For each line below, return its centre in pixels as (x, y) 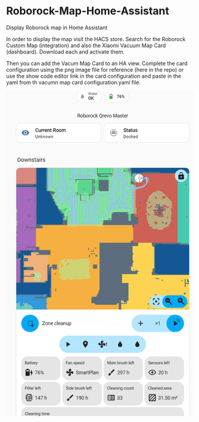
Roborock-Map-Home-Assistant (88, 11)
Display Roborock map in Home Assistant (57, 27)
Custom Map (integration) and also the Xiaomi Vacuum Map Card (86, 45)
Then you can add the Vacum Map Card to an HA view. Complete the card (97, 63)
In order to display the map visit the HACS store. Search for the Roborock (96, 39)
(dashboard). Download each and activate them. (66, 51)
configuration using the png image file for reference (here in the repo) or (95, 69)
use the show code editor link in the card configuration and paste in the (94, 76)
